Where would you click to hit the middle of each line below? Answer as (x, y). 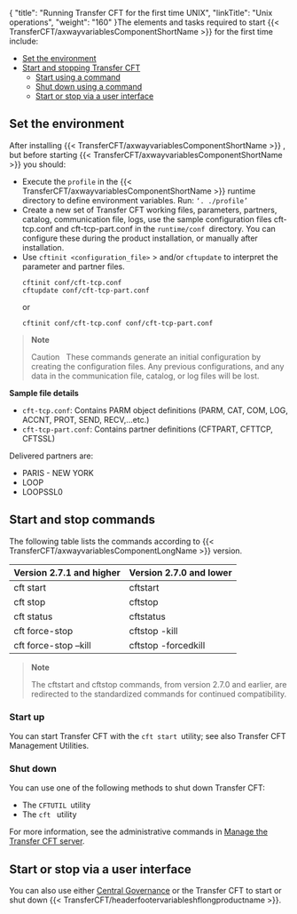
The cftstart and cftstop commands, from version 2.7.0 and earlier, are (159, 684)
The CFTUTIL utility (56, 805)
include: (24, 41)
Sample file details (44, 393)
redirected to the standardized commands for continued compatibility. (159, 694)
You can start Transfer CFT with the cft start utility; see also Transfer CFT (148, 735)
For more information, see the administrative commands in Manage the (139, 832)
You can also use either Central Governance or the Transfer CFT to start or (145, 891)
